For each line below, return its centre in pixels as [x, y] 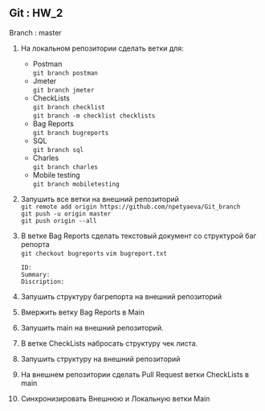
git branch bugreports [71, 133]
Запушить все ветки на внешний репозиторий [100, 199]
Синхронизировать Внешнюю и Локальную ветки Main [115, 398]
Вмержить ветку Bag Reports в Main [83, 312]
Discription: [43, 282]
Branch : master [36, 32]
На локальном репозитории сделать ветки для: [102, 48]
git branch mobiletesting [76, 184]
